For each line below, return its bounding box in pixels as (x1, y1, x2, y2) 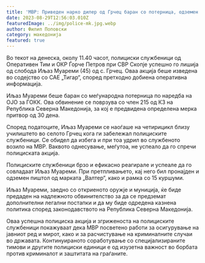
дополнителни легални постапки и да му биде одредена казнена (6, 199, 176, 206)
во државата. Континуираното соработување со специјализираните (6, 237, 185, 244)
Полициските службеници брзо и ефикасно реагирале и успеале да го (6, 161, 192, 168)
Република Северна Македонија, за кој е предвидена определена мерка (6, 105, 197, 112)
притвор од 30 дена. (6, 111, 60, 119)
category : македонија (6, 32, 62, 38)
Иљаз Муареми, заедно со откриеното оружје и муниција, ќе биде (6, 186, 182, 193)
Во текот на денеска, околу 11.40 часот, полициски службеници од (6, 54, 182, 61)
